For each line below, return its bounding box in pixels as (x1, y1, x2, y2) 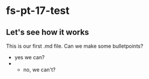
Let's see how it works (6, 27, 89, 37)
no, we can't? (23, 66, 56, 73)
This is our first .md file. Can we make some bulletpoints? (6, 42, 144, 49)
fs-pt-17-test (6, 4, 70, 17)
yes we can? (14, 54, 45, 60)
